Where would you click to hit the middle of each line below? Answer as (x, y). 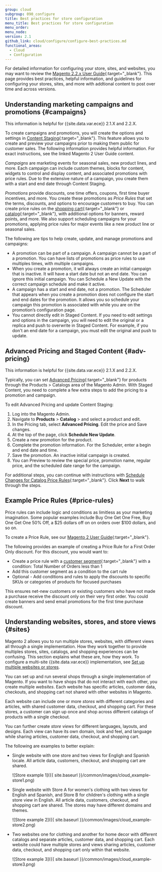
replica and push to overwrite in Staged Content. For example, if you (80, 325)
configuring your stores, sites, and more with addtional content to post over (80, 84)
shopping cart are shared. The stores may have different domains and (81, 805)
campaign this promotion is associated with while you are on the (76, 305)
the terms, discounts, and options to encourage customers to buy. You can (79, 203)
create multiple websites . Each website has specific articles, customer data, (81, 687)
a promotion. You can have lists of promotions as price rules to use (79, 258)
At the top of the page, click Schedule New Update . (64, 435)
